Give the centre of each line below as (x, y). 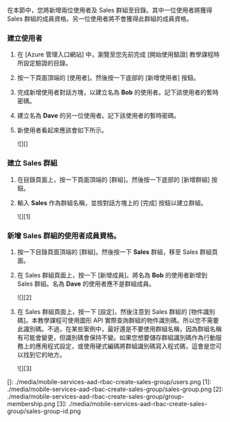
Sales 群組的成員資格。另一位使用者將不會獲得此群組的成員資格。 (100, 19)
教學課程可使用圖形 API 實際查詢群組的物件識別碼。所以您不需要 (128, 320)
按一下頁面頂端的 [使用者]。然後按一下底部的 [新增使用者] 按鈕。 (108, 78)
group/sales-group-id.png (44, 411)
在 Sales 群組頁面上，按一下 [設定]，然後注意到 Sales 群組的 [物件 (110, 311)
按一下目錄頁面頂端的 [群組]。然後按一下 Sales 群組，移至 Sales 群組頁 (117, 252)
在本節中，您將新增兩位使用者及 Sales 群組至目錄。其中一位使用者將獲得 (110, 10)
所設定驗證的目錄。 (44, 63)
